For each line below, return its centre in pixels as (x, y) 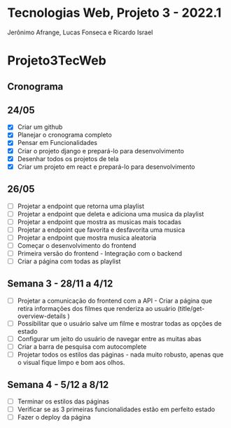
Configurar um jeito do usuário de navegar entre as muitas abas (109, 338)
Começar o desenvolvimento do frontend (77, 245)
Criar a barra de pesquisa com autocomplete (82, 347)
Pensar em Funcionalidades (57, 143)
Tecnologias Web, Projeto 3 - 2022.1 (114, 13)
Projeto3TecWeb (57, 61)
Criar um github (40, 127)
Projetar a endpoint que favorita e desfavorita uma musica (101, 230)
